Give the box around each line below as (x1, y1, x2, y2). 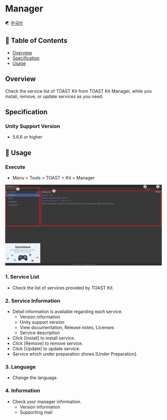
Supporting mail (19, 409, 53, 415)
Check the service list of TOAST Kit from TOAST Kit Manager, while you (5, 88, 152, 94)
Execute (5, 163, 26, 170)
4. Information (5, 387, 41, 394)
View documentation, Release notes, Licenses (19, 324, 114, 330)
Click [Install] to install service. (12, 335, 76, 341)
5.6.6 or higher (12, 134, 43, 140)
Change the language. (12, 375, 58, 381)
